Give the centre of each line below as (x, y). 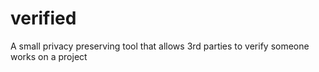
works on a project (49, 56)
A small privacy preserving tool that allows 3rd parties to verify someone (160, 46)
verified (43, 18)
